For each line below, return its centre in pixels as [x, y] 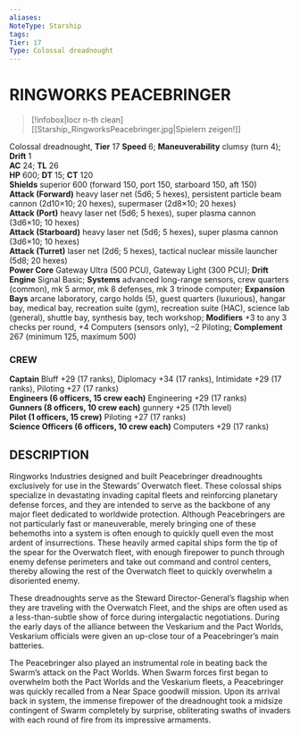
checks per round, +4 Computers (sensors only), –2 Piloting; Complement [146, 327]
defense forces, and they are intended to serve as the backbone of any [140, 505]
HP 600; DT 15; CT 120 [51, 175]
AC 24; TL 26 [34, 165]
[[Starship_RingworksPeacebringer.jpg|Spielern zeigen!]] [136, 130]
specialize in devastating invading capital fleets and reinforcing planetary [144, 495]
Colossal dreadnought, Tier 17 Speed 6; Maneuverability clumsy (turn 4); [145, 147]
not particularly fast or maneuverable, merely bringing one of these [133, 524]
